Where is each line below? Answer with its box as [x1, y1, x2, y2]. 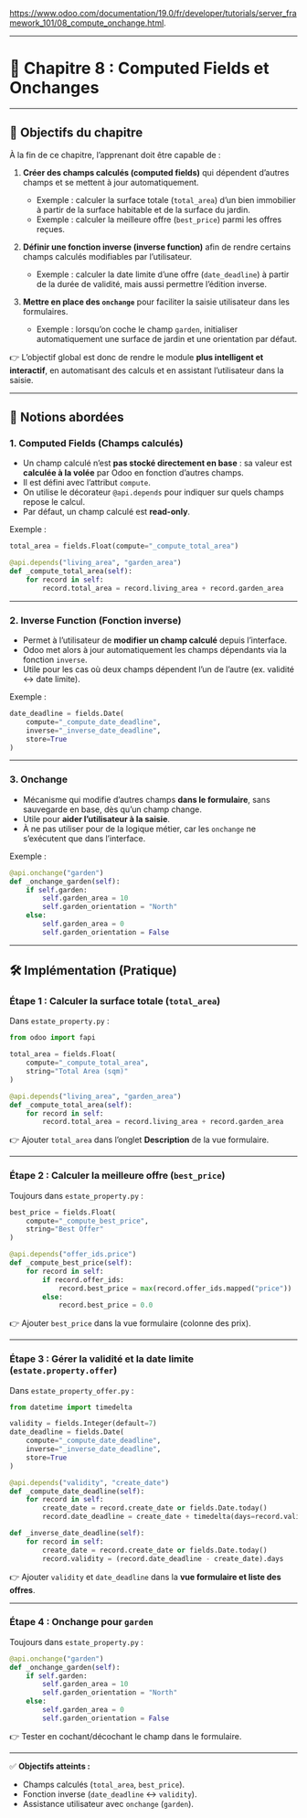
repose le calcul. [22, 497, 86, 508]
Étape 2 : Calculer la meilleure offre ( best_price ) [9, 1170, 226, 1182]
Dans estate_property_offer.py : [9, 1385, 134, 1396]
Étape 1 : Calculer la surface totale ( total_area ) [9, 995, 221, 1008]
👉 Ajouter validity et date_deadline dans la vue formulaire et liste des [9, 1571, 281, 1582]
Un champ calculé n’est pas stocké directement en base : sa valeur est [22, 457, 292, 469]
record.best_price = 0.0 [58, 1300, 153, 1310]
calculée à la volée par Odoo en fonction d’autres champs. [22, 467, 244, 478]
